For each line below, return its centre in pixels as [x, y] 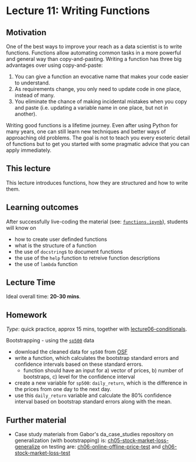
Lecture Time [31, 283]
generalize [27, 447]
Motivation [26, 33]
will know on [21, 227]
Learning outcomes [42, 207]
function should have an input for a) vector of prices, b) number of [103, 371]
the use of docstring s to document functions [68, 252]
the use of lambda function [46, 264]
